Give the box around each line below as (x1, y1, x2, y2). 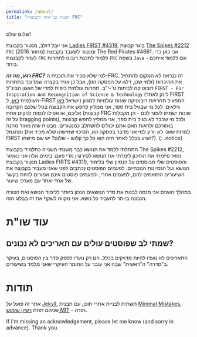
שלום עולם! (6, 30, 31, 37)
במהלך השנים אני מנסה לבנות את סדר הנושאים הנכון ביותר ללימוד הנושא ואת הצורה (6, 188, 191, 195)
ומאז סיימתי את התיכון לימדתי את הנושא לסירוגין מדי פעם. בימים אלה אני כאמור (6, 152, 182, 159)
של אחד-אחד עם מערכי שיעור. (6, 177, 73, 184)
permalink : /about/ (6, 8, 54, 15)
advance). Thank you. (6, 324, 59, 331)
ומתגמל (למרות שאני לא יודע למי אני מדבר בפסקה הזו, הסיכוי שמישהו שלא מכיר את (6, 128, 191, 135)
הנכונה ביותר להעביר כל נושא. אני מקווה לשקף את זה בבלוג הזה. (6, 195, 147, 202)
